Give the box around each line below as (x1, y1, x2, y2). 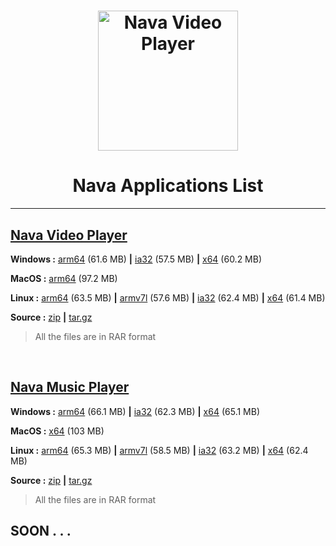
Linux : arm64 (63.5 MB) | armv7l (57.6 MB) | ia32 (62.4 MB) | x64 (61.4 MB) (10, 291, 326, 304)
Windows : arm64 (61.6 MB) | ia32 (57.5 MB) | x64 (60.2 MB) (10, 253, 263, 265)
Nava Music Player (10, 379, 130, 396)
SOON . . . (10, 523, 72, 540)
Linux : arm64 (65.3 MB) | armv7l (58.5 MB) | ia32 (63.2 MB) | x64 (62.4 (10, 444, 309, 456)
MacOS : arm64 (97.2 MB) (10, 272, 118, 284)
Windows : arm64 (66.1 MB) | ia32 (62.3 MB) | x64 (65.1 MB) (10, 405, 261, 417)
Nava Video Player (10, 226, 128, 244)
